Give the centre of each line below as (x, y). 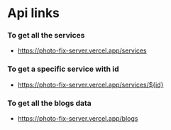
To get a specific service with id (63, 69)
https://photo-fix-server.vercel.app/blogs (78, 119)
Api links (34, 13)
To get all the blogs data (50, 103)
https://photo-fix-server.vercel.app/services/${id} (90, 85)
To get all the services (46, 36)
